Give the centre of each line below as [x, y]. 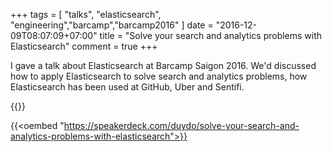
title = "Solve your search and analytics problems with [211, 35]
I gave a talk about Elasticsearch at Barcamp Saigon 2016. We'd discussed [163, 65]
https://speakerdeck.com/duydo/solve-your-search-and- [181, 125]
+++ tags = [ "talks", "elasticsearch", [86, 14]
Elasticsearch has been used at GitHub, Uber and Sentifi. [127, 87]
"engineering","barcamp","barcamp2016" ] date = [112, 25]
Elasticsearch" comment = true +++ [84, 46]
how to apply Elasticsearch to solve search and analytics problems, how [159, 76]
